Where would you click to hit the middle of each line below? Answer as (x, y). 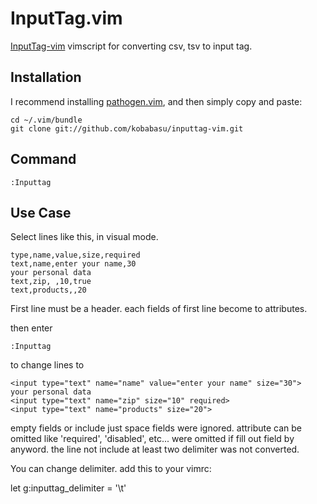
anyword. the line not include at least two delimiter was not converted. (155, 449)
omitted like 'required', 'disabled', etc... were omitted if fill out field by (152, 439)
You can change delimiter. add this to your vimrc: (111, 469)
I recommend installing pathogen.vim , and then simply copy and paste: (156, 101)
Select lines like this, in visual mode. (84, 237)
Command (43, 159)
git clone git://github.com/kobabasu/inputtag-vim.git (127, 128)
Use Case (41, 212)
